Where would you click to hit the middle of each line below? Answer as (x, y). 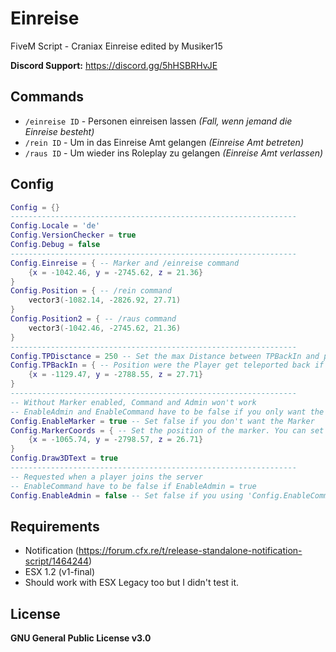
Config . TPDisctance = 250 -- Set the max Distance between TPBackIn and (165, 356)
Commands (47, 97)
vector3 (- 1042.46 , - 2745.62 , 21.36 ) (105, 328)
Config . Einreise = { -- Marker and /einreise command (125, 263)
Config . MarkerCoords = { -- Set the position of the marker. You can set (167, 430)
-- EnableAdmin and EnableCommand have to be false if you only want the (167, 412)
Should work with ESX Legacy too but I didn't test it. (132, 583)
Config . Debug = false (55, 245)
